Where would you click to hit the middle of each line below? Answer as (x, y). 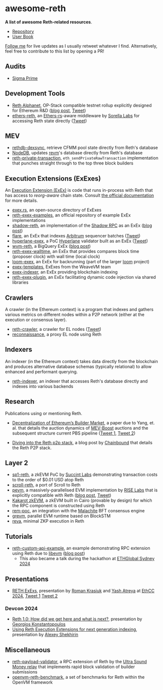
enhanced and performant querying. (41, 372)
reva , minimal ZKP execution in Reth (48, 521)
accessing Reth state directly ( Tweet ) (49, 121)
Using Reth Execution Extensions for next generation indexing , (75, 629)
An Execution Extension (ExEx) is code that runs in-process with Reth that (79, 190)
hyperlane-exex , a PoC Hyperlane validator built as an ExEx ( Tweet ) (80, 241)
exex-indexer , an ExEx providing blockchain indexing (65, 272)
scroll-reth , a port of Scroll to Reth (46, 485)
